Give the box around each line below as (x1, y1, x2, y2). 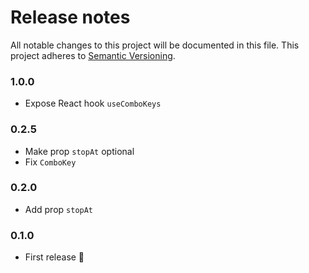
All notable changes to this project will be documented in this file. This (10, 39, 300, 51)
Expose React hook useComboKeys (24, 97, 162, 110)
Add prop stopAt (24, 203, 94, 215)
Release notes (10, 6, 131, 29)
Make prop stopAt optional (24, 145, 135, 157)
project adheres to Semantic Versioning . (10, 49, 176, 61)
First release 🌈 (24, 251, 85, 263)
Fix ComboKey (24, 156, 77, 168)
